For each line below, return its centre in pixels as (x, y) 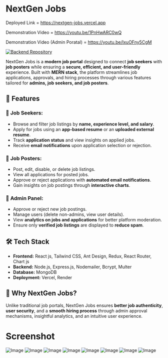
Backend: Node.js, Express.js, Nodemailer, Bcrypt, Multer (72, 267)
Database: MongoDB (35, 272)
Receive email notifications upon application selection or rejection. (82, 145)
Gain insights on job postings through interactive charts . (71, 185)
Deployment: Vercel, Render (42, 278)
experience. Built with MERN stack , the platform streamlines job (71, 72)
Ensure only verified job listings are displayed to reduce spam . (78, 225)
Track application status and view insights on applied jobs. (74, 140)
